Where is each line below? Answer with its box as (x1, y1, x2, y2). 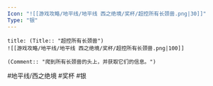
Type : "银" (7, 17, 39, 24)
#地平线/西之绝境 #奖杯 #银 (7, 71, 86, 80)
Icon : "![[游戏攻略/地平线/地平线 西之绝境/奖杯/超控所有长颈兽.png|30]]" (7, 10, 207, 17)
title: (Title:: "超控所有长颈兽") (7, 37, 104, 44)
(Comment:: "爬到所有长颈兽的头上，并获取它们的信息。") (7, 58, 157, 65)
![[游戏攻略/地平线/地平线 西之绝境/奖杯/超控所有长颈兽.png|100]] (7, 45, 185, 52)
